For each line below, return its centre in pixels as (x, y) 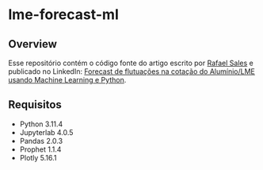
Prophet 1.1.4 (40, 149)
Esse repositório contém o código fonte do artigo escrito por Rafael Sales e (131, 63)
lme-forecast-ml (63, 15)
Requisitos (35, 105)
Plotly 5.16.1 (38, 157)
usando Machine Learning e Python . (67, 80)
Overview (33, 44)
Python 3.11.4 (41, 124)
